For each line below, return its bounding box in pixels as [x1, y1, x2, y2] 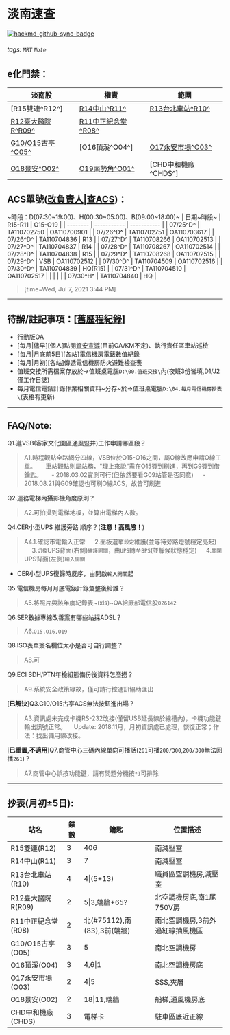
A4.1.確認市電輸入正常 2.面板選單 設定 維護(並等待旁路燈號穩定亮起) [23, 537, 217, 546]
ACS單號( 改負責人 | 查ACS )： [7, 193, 127, 205]
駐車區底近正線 [155, 1012, 203, 1021]
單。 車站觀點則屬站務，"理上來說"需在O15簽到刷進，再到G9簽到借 [23, 462, 220, 470]
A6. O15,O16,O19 [23, 627, 68, 635]
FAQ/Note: [7, 420, 53, 432]
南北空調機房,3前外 [155, 915, 217, 925]
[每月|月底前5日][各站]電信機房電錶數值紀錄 [16, 350, 140, 358]
